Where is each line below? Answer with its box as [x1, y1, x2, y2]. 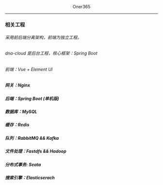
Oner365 [72, 4, 91, 9]
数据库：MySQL [5, 109, 37, 115]
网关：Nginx [5, 82, 31, 88]
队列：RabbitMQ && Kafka [5, 135, 59, 141]
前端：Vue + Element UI [5, 66, 53, 72]
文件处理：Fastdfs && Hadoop [5, 148, 66, 154]
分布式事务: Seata [5, 162, 41, 167]
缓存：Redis [5, 122, 30, 128]
